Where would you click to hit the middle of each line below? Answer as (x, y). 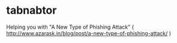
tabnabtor (31, 10)
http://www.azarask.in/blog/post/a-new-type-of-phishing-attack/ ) (89, 33)
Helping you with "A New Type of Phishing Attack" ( (70, 27)
